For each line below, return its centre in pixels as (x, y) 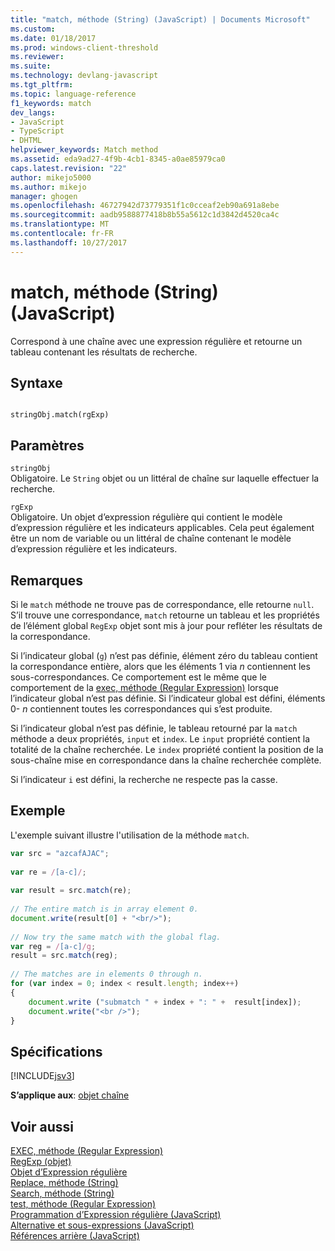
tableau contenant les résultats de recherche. (104, 352)
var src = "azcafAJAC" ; (60, 853)
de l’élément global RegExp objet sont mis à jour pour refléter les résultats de (166, 625)
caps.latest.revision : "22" (69, 168)
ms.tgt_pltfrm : (42, 85)
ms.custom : (33, 29)
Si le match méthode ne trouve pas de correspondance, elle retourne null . (162, 604)
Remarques (47, 580)
